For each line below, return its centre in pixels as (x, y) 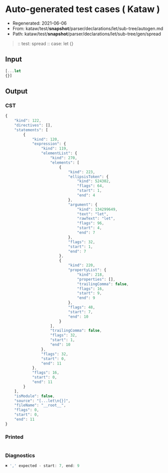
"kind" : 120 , (45, 139)
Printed (14, 437)
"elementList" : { (59, 153)
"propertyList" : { (87, 270)
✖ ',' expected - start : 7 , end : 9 (42, 466)
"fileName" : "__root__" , (40, 405)
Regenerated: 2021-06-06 (39, 23)
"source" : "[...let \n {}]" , (42, 401)
